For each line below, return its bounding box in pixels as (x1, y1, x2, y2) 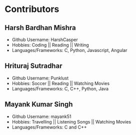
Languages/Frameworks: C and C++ (11, 124, 87, 130)
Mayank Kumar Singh (4, 100, 73, 108)
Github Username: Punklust (11, 75, 69, 81)
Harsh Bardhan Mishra (4, 23, 76, 32)
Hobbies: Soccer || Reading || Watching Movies (11, 80, 110, 86)
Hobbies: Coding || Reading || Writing (11, 42, 89, 48)
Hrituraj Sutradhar (4, 61, 62, 70)
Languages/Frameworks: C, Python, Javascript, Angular (11, 47, 127, 53)
